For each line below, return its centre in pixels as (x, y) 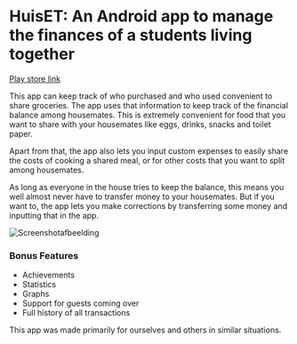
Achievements (48, 275)
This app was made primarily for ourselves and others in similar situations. (145, 330)
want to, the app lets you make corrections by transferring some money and (148, 205)
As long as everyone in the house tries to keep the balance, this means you (147, 187)
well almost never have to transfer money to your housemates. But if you (142, 196)
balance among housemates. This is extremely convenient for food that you (148, 115)
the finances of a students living (131, 35)
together (42, 54)
